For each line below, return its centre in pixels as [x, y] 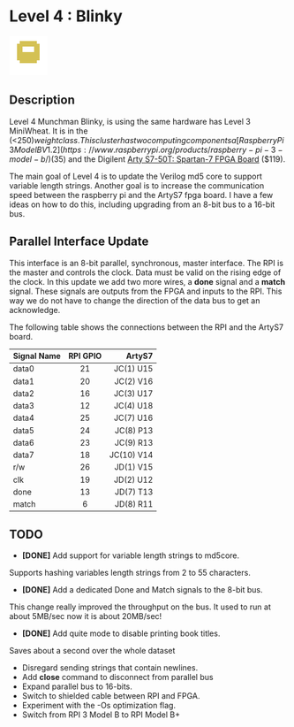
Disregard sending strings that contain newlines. [110, 668]
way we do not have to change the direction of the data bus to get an [135, 300]
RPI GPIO [85, 356]
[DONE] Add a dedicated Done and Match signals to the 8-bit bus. [142, 590]
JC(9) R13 [134, 442]
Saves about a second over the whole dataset [92, 651]
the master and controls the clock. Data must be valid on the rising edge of [145, 272]
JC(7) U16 [133, 418]
